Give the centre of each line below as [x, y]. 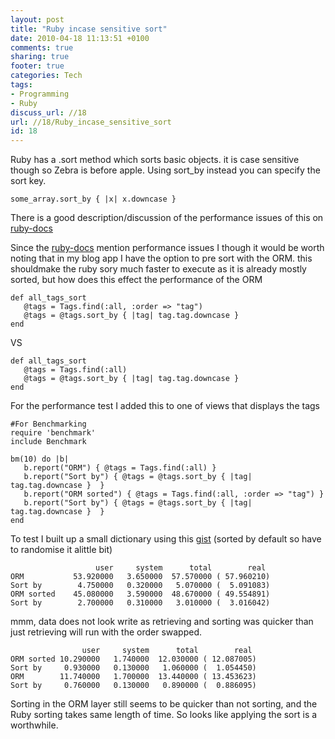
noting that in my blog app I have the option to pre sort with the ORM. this [161, 258]
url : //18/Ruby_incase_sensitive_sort [91, 122]
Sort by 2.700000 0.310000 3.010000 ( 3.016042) [140, 603]
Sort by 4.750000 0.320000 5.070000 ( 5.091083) [140, 586]
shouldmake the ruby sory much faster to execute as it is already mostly [158, 269]
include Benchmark [48, 442]
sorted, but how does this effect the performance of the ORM [136, 280]
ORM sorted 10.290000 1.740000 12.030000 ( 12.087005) [133, 659]
